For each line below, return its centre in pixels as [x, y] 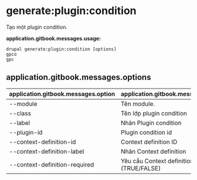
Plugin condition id [146, 132]
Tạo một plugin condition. [37, 27]
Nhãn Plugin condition [151, 123]
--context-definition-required [52, 164]
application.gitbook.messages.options [79, 77]
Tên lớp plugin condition [154, 113]
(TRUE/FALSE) [141, 168]
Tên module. [138, 104]
